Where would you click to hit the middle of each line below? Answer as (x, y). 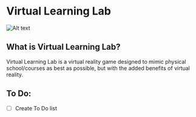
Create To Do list (36, 108)
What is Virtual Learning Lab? (63, 47)
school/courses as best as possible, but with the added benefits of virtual (98, 68)
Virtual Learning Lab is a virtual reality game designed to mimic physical (96, 61)
